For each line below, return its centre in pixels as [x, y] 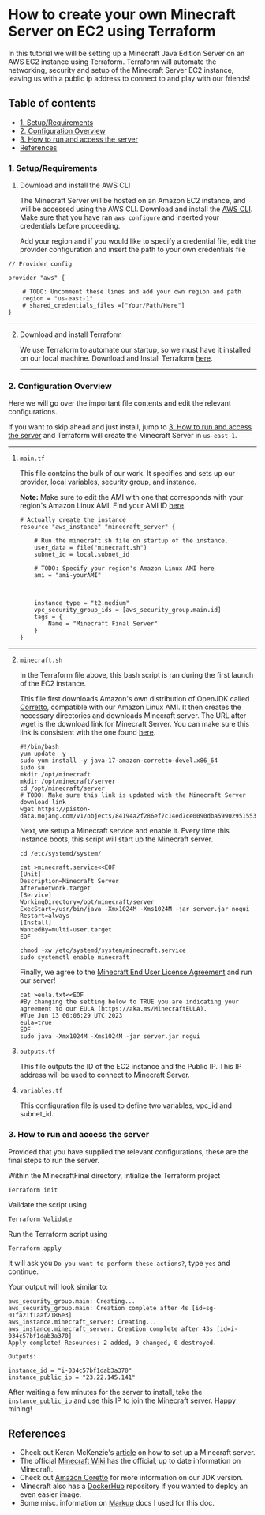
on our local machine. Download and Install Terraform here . [116, 358]
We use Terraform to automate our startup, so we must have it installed [135, 350]
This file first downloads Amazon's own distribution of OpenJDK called [134, 699]
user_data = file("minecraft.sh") [91, 548]
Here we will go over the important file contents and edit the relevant [119, 403]
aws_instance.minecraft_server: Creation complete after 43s [111, 1329]
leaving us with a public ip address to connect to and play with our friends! [129, 78]
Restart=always [45, 916]
